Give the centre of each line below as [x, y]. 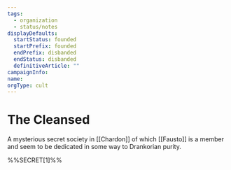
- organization [36, 20]
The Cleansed [49, 120]
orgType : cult [28, 85]
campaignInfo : [28, 72]
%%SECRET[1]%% [35, 160]
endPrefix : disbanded [45, 53]
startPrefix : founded [45, 46]
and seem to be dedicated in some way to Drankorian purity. [94, 147]
